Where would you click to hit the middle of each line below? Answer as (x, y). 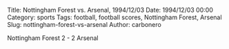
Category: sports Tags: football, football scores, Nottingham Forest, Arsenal (114, 17)
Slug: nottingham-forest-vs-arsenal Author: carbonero (84, 24)
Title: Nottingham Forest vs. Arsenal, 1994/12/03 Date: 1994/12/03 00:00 (110, 10)
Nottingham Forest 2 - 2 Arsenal (53, 38)
